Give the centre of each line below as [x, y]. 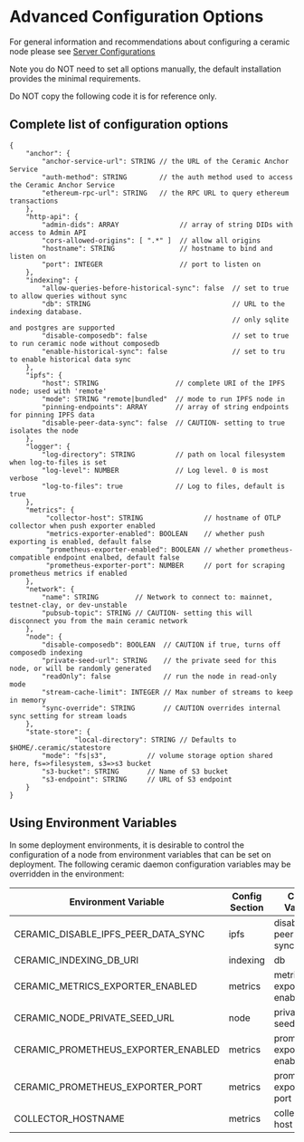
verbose [24, 478]
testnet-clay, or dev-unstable [68, 605]
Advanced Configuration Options [137, 17]
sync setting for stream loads [68, 716]
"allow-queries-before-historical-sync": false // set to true [166, 288]
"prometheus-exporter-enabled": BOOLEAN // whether [145, 550]
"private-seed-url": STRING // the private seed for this [160, 660]
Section [247, 907]
